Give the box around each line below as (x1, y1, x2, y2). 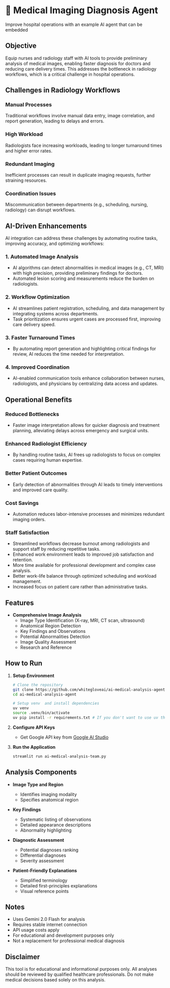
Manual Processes (5, 101, 52, 108)
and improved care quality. (12, 487, 69, 493)
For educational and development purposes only (12, 932, 114, 939)
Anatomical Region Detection (20, 623, 81, 629)
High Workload (5, 131, 43, 138)
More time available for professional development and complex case (12, 562, 156, 568)
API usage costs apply (12, 927, 60, 933)
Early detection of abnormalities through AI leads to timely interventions (12, 481, 163, 487)
